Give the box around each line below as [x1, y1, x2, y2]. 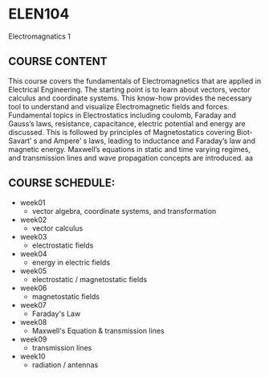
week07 [19, 300, 47, 309]
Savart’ [8, 136, 32, 145]
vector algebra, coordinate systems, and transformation [31, 206, 217, 215]
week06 [19, 283, 47, 293]
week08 [19, 317, 47, 326]
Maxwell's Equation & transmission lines [31, 326, 165, 335]
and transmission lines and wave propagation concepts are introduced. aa [8, 153, 254, 162]
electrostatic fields [31, 240, 94, 250]
